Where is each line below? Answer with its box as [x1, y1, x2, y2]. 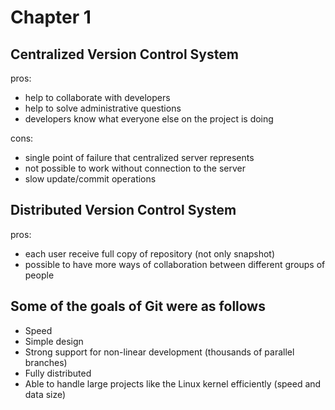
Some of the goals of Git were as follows [10, 298, 266, 315]
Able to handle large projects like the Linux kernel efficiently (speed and [24, 377, 322, 390]
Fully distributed [24, 367, 92, 379]
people [24, 269, 55, 281]
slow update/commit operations [24, 173, 157, 185]
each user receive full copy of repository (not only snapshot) [24, 247, 275, 260]
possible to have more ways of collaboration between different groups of [24, 258, 326, 270]
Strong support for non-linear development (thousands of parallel [24, 346, 295, 358]
